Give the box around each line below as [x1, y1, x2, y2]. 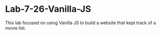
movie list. [5, 25, 26, 31]
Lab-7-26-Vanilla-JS [5, 3, 91, 15]
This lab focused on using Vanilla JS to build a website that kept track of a [5, 20, 156, 26]
